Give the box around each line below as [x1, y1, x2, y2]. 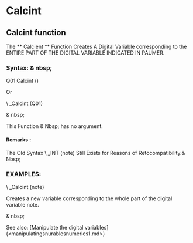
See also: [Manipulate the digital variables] [6, 224, 109, 231]
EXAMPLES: [6, 170, 42, 178]
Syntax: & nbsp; [6, 63, 53, 72]
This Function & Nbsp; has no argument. [6, 123, 104, 130]
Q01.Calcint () [6, 77, 39, 85]
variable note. [6, 201, 39, 208]
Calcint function [6, 28, 66, 38]
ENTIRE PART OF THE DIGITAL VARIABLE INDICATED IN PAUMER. [6, 49, 165, 56]
